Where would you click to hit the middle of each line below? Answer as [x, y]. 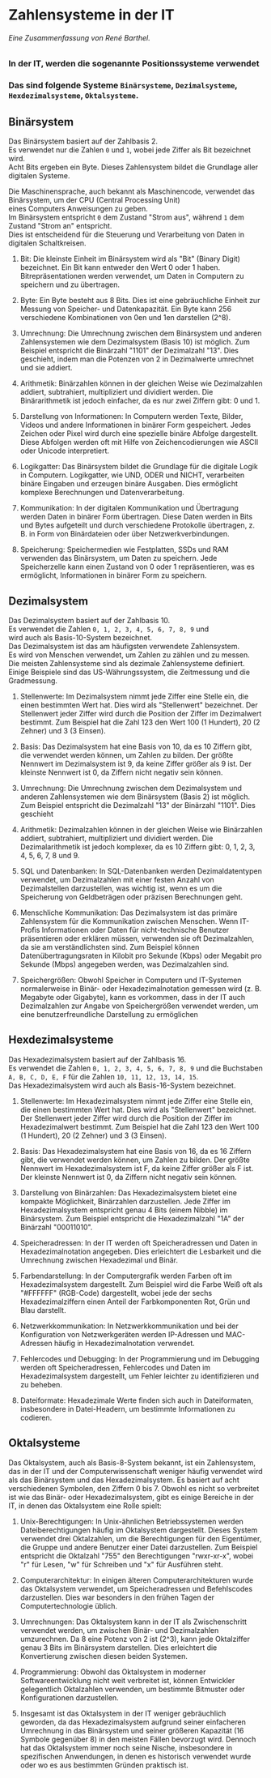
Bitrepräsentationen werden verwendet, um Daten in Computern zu [132, 276]
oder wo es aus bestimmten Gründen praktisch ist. [104, 1765]
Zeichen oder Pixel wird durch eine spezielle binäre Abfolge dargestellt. [139, 434]
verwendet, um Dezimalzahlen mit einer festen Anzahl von [117, 879]
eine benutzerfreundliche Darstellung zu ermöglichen [109, 1014]
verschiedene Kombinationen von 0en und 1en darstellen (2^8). [125, 318]
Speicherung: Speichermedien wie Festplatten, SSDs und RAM [124, 549]
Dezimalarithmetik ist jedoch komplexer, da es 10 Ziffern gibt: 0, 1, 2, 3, [138, 846]
